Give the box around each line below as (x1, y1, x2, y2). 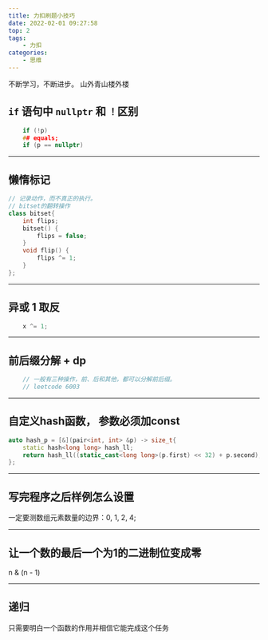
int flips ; (22, 217, 59, 225)
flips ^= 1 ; (37, 254, 77, 262)
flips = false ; (37, 232, 88, 240)
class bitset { (8, 209, 56, 217)
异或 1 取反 (8, 300, 61, 314)
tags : (8, 34, 26, 42)
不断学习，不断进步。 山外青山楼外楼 (8, 79, 129, 89)
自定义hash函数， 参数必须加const (8, 415, 180, 428)
